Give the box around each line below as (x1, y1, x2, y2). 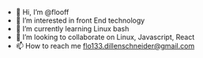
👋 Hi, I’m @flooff (15, 8, 70, 16)
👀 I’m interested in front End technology (15, 16, 145, 25)
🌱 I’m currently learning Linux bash (15, 24, 130, 33)
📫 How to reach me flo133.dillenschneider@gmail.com (15, 42, 195, 50)
